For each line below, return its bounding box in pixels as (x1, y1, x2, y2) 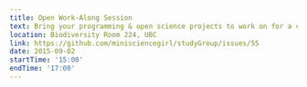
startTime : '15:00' (9, 55, 84, 64)
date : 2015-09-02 (9, 47, 76, 56)
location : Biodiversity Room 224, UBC (9, 30, 157, 39)
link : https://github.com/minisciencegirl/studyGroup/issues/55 (9, 38, 259, 48)
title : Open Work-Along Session (9, 13, 132, 23)
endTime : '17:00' (9, 64, 76, 73)
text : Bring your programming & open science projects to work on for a (9, 22, 292, 31)
